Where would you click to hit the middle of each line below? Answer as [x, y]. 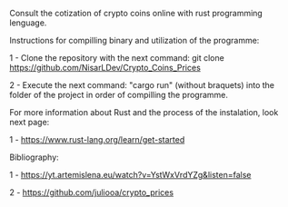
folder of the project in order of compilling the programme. [119, 95]
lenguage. [28, 23]
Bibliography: [34, 157]
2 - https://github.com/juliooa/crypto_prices [92, 192]
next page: [30, 122]
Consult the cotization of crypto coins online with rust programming [136, 13]
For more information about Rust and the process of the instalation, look [144, 112]
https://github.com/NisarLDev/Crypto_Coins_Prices [105, 68]
